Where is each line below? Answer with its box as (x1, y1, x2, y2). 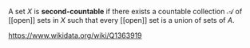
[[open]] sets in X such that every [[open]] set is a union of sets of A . (8, 16, 235, 24)
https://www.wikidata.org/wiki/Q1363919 (8, 31, 142, 40)
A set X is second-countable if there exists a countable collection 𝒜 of (8, 7, 243, 16)
